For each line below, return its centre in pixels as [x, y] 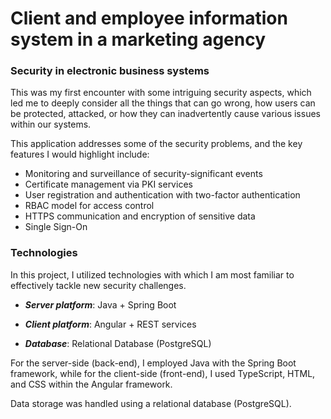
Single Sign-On [56, 227]
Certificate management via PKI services [108, 184]
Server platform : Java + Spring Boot [100, 304]
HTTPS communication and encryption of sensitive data [140, 216]
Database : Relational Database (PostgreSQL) [118, 343]
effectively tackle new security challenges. [98, 285]
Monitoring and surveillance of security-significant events [143, 174]
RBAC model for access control [89, 206]
